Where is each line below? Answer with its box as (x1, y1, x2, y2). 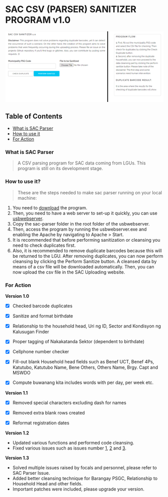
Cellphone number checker (12, 349, 69, 355)
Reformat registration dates (12, 420, 69, 426)
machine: (17, 195, 37, 201)
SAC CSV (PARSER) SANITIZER (5, 4, 137, 15)
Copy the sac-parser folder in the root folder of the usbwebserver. (12, 220, 150, 227)
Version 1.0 (5, 293, 29, 299)
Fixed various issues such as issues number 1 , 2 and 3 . (12, 445, 127, 451)
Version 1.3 (5, 455, 29, 461)
